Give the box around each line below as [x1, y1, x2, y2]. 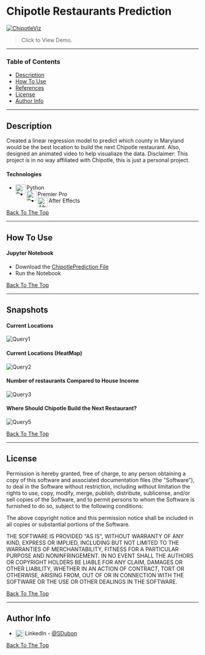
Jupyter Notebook [6, 250, 54, 257]
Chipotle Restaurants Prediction [6, 4, 172, 18]
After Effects [48, 197, 81, 204]
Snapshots [6, 305, 49, 316]
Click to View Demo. [21, 36, 73, 43]
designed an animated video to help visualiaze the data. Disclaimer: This [6, 150, 188, 157]
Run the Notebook [15, 269, 61, 276]
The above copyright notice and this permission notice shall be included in [6, 514, 193, 521]
